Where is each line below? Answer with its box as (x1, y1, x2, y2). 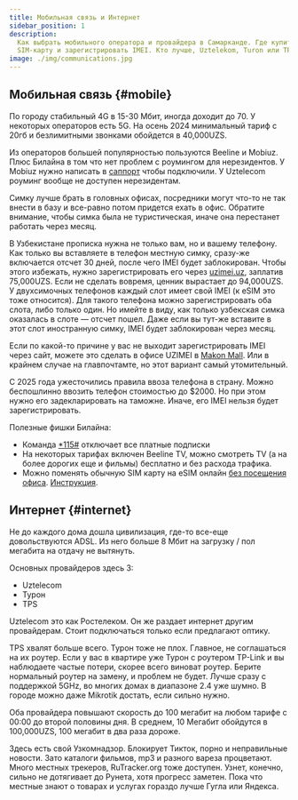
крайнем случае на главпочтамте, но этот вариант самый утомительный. (9, 359, 288, 370)
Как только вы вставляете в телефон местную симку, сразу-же (9, 247, 250, 258)
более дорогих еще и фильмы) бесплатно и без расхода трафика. (21, 458, 272, 468)
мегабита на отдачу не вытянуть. (9, 545, 136, 556)
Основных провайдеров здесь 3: (9, 562, 134, 573)
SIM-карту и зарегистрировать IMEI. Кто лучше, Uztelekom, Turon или (17, 46, 279, 55)
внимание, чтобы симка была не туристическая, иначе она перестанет (9, 211, 280, 222)
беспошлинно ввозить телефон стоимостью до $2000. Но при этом (9, 386, 266, 396)
